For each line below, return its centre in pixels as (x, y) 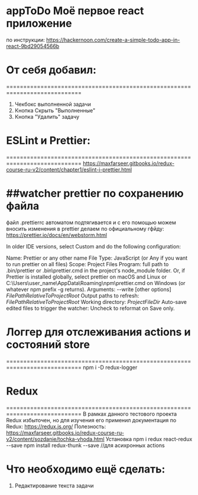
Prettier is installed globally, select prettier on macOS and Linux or (87, 277)
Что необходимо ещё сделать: (86, 469)
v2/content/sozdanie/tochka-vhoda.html (55, 439)
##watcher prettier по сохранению (95, 193)
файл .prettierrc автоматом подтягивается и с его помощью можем (91, 222)
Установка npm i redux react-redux (149, 439)
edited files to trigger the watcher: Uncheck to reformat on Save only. (91, 308)
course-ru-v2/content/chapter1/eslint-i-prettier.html (69, 169)
